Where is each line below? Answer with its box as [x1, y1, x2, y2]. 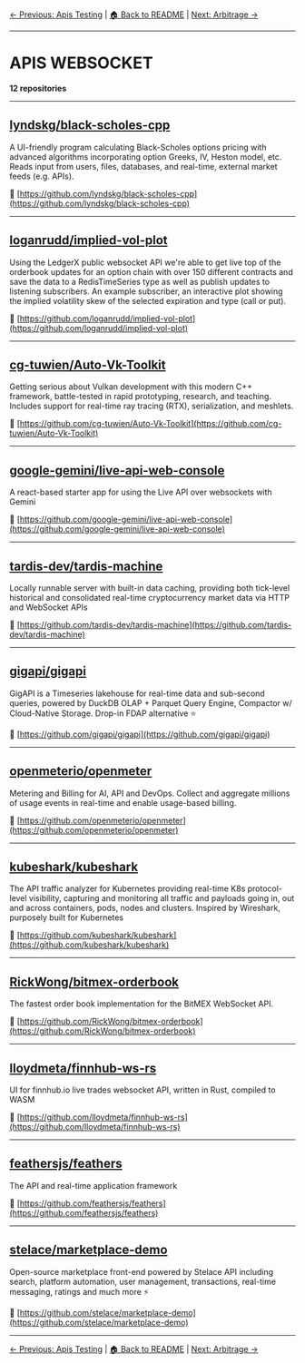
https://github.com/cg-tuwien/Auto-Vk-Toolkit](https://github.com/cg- [19, 418, 282, 429]
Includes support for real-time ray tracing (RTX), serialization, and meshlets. [9, 400, 294, 412]
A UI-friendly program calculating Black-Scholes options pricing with [9, 142, 267, 152]
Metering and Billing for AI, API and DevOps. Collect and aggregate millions [9, 788, 290, 799]
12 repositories [9, 83, 67, 93]
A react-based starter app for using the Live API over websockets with [9, 486, 272, 498]
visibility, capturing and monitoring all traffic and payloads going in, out [28, 893, 295, 904]
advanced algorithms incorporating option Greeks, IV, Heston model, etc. [9, 151, 282, 162]
